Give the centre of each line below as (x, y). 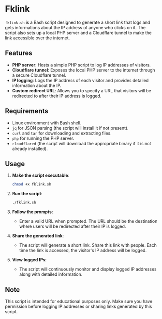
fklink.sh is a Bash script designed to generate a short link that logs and (78, 22)
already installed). (30, 149)
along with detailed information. (51, 274)
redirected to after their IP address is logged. (57, 96)
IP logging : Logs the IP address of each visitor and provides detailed (80, 80)
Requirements (27, 111)
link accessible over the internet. (37, 38)
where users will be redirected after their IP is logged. (73, 226)
